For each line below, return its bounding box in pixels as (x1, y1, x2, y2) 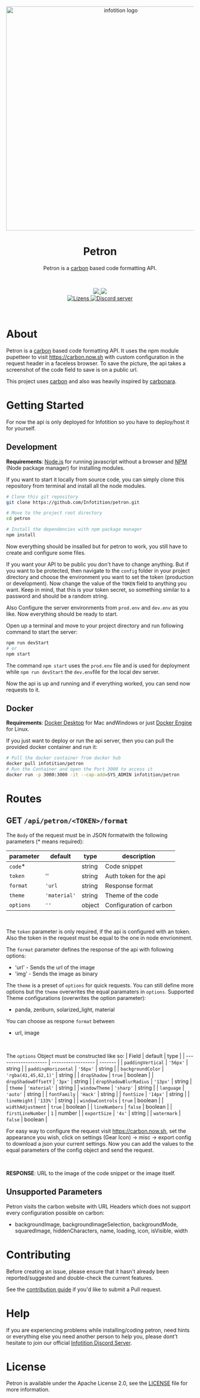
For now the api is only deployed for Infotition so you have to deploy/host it (6, 418, 189, 426)
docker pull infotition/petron (6, 761, 84, 767)
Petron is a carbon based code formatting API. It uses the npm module (6, 347, 179, 354)
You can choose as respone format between (6, 1017, 115, 1024)
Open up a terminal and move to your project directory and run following (6, 622, 183, 629)
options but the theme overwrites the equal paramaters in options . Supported (6, 988, 194, 995)
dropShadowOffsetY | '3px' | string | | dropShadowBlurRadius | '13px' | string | (6, 1078, 192, 1085)
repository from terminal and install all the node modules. (6, 482, 146, 490)
